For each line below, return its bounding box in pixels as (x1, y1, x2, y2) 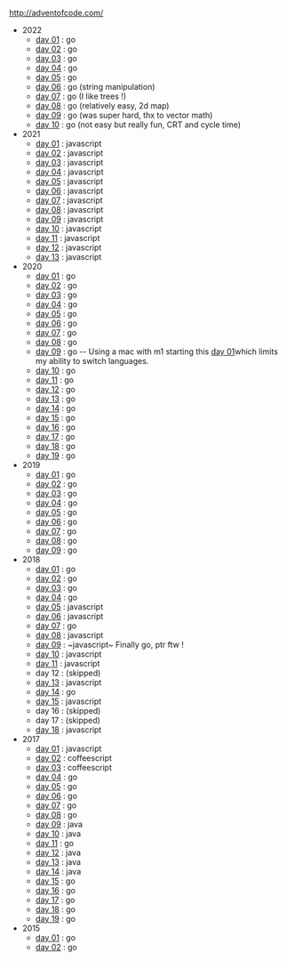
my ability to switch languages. (35, 356, 149, 366)
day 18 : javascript (35, 724, 102, 735)
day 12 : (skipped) (35, 667, 101, 678)
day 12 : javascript (35, 242, 102, 253)
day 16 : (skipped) (35, 706, 101, 715)
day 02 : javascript (35, 148, 104, 158)
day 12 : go (35, 384, 76, 394)
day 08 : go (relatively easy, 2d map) (35, 101, 170, 110)
